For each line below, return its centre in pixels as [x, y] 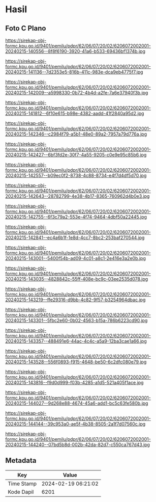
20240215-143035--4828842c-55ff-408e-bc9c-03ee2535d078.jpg [77, 279]
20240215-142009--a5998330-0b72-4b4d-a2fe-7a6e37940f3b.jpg [77, 93]
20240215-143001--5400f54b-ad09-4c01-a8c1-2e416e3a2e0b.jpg [76, 258]
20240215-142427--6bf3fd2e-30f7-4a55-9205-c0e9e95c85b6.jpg [76, 155]
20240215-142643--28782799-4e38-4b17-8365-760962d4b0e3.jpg [77, 196]
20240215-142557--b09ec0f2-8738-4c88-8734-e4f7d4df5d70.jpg [76, 175]
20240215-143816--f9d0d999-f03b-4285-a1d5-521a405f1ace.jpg [74, 382]
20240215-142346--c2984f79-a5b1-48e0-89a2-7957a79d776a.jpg [76, 134]
